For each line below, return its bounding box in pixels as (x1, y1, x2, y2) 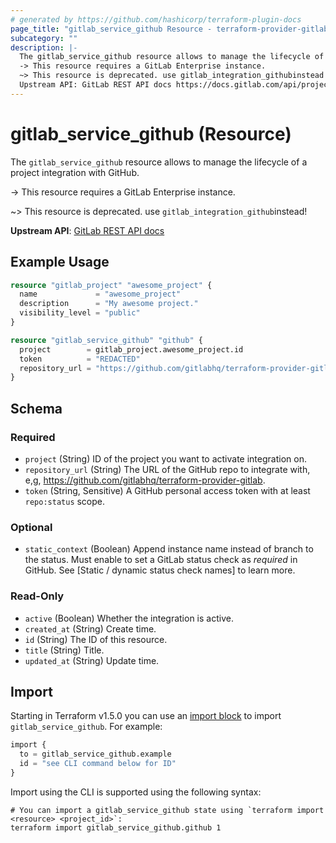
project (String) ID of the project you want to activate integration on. (24, 452, 307, 465)
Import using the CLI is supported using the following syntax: (10, 786, 262, 798)
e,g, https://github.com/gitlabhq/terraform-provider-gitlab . (24, 474, 266, 486)
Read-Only (10, 589, 65, 603)
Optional (10, 520, 53, 534)
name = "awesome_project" (19, 289, 182, 300)
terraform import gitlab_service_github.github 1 (10, 822, 222, 833)
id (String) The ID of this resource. (24, 633, 168, 645)
